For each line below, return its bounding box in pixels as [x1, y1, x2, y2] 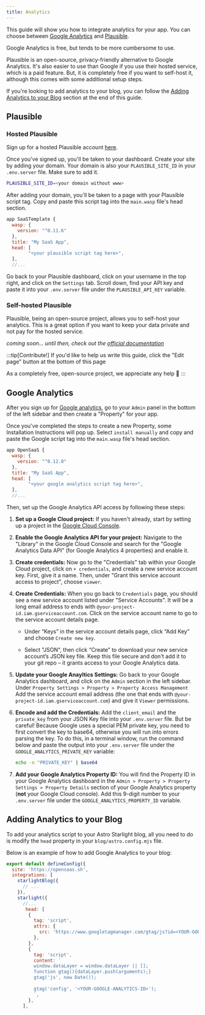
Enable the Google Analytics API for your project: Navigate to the [15, 534, 182, 541]
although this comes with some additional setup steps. [6, 75, 143, 83]
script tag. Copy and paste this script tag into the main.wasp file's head [6, 198, 183, 205]
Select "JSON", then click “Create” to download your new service [24, 646, 188, 654]
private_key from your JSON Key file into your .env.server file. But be [15, 715, 192, 723]
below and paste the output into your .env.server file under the [15, 741, 175, 749]
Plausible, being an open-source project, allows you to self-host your [6, 315, 180, 322]
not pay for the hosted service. [6, 328, 84, 335]
